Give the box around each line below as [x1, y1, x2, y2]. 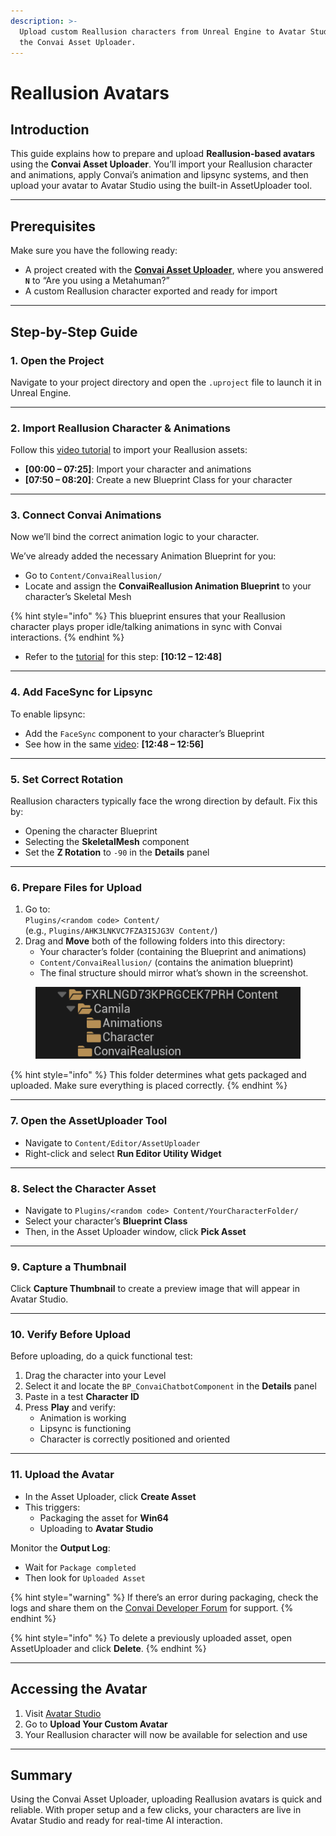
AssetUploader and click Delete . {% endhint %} [10, 1642, 207, 1654]
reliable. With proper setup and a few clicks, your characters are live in [10, 1804, 302, 1816]
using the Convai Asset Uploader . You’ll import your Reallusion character [10, 158, 313, 170]
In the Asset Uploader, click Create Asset [24, 1490, 197, 1502]
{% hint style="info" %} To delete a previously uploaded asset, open [10, 1631, 292, 1644]
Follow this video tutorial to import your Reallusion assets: [10, 444, 248, 456]
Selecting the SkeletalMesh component [24, 836, 190, 848]
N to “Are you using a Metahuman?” [24, 275, 170, 287]
